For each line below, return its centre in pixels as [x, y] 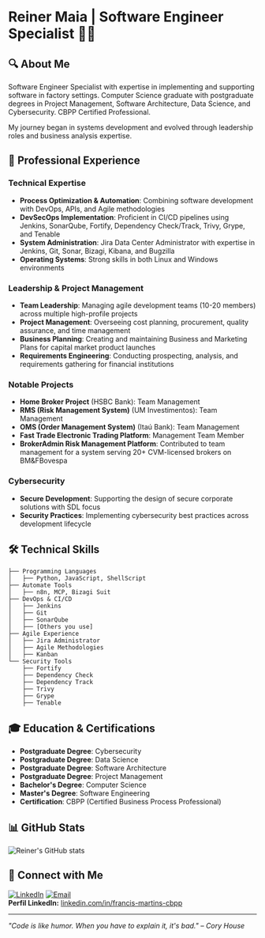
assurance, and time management [75, 330]
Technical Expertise [47, 183]
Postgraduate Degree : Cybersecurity [80, 751]
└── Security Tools [40, 662]
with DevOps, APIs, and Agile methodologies [92, 209]
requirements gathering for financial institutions [97, 364]
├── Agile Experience [44, 634]
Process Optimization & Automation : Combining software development [136, 200]
